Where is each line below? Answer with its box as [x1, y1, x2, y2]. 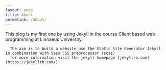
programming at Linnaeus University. [5, 36, 83, 42]
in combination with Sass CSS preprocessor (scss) [5, 51, 115, 56]
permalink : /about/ [5, 17, 47, 22]
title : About [5, 12, 33, 17]
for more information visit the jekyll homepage [10, 55, 115, 60]
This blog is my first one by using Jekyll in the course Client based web [5, 31, 155, 37]
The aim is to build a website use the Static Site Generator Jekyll [10, 46, 161, 52]
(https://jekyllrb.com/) [5, 60, 58, 65]
